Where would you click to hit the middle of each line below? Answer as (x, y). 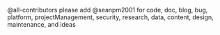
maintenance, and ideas (42, 24)
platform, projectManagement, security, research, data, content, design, (110, 17)
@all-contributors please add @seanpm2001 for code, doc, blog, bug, (108, 10)
